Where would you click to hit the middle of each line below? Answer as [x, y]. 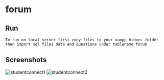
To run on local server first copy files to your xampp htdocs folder [82, 40]
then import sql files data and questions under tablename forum [76, 44]
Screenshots [26, 60]
